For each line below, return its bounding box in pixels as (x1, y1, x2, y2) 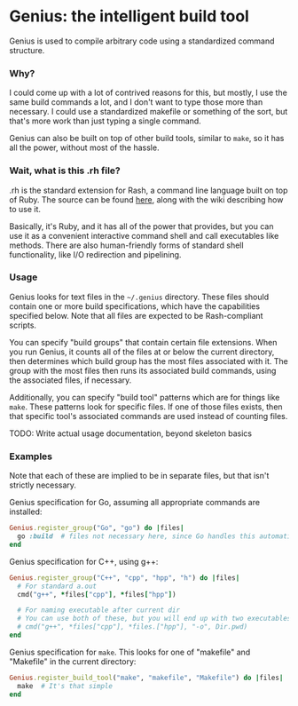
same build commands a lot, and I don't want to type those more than (9, 97, 263, 107)
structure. (9, 44, 45, 55)
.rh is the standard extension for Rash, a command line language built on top (9, 185, 288, 195)
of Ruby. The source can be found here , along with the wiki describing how (9, 194, 284, 205)
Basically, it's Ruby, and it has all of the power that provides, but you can (9, 220, 274, 232)
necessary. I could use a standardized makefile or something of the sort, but (9, 107, 288, 117)
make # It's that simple (17, 681, 114, 690)
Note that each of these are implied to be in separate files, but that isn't (9, 471, 270, 481)
